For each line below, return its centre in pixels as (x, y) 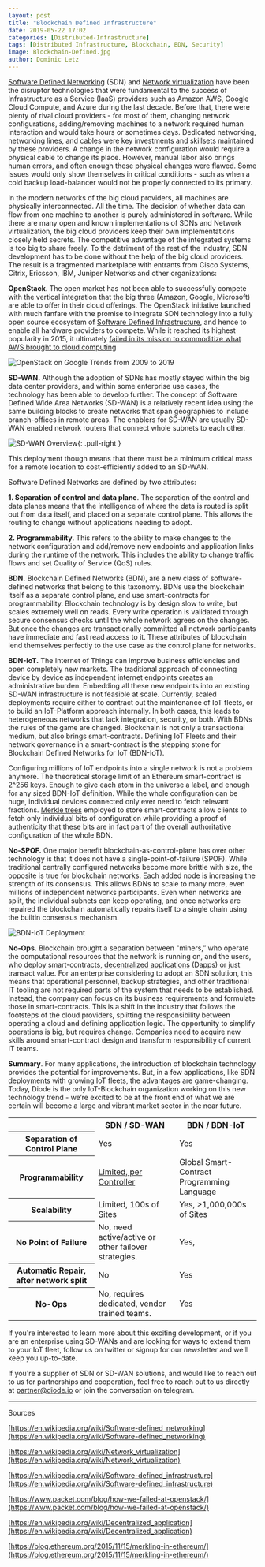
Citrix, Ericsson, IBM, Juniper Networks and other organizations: (112, 273)
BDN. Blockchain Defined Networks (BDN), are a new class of (108, 578)
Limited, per (120, 1172)
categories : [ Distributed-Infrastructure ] (79, 37)
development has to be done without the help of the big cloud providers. (126, 256)
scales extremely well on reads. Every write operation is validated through (128, 611)
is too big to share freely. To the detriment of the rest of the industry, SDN (128, 248)
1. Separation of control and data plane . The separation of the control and (129, 497)
